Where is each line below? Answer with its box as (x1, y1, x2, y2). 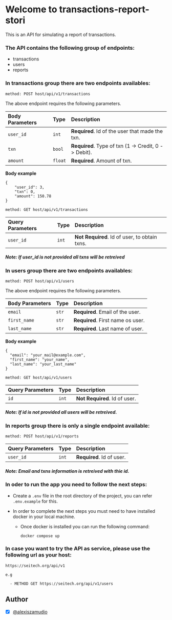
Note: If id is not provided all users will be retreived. (5, 409, 117, 415)
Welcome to (5, 4, 57, 15)
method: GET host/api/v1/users (5, 375, 72, 380)
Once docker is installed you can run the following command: (20, 523, 150, 529)
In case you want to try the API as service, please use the (5, 545, 150, 552)
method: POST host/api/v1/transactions (5, 91, 91, 96)
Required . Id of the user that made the (71, 127, 163, 134)
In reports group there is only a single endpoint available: (5, 422, 150, 429)
